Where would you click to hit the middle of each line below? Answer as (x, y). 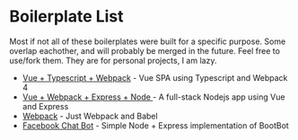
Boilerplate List (66, 17)
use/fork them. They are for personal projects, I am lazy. (113, 60)
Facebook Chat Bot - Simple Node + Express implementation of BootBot (155, 125)
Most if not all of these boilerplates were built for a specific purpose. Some (148, 41)
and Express (45, 106)
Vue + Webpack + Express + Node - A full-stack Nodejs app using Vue (153, 97)
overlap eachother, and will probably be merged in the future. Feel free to (145, 50)
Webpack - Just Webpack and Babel (90, 116)
